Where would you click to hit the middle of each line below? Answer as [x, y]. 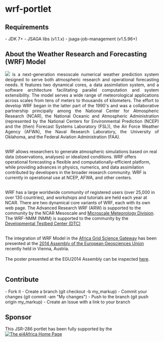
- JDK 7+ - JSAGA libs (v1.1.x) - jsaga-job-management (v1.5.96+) [71, 39]
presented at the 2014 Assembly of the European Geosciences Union [74, 243]
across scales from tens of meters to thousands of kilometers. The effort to [82, 100]
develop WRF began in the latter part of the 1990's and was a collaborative [82, 105]
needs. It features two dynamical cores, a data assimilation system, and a [82, 85]
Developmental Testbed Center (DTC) [43, 223]
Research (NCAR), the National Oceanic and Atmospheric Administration [82, 116]
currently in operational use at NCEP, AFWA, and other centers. [69, 177]
